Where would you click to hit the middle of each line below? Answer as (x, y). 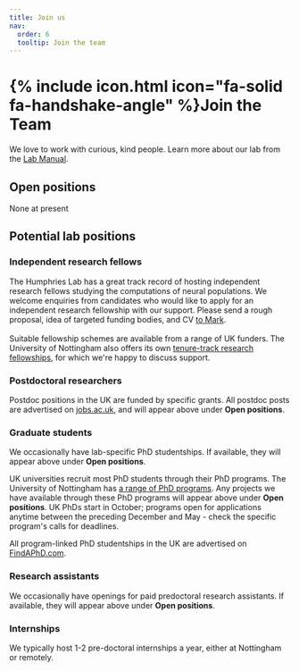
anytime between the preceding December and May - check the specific (143, 517)
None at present (39, 208)
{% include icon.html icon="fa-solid (146, 87)
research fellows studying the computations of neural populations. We (138, 290)
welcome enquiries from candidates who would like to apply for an (132, 300)
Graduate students (51, 432)
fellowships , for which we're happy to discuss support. (110, 357)
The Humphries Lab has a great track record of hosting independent (135, 281)
